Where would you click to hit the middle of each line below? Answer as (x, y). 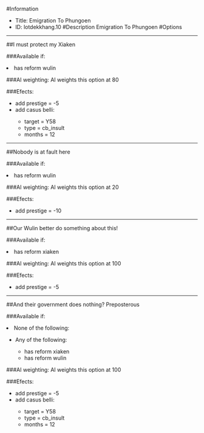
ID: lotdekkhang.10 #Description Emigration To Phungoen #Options (98, 27)
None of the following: (42, 328)
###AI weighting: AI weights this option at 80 (63, 80)
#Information (22, 9)
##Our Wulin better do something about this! (62, 228)
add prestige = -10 (38, 211)
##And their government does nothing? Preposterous (73, 304)
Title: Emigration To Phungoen (53, 20)
